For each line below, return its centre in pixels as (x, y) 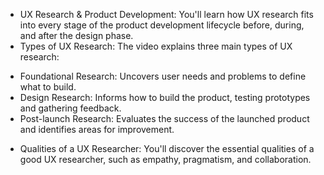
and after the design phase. (76, 35)
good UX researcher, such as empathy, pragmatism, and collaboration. (165, 159)
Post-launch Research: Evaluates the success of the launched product (164, 118)
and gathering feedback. (70, 108)
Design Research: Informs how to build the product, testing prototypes (165, 97)
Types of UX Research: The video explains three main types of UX (156, 46)
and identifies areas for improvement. (97, 129)
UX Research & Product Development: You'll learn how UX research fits (166, 14)
